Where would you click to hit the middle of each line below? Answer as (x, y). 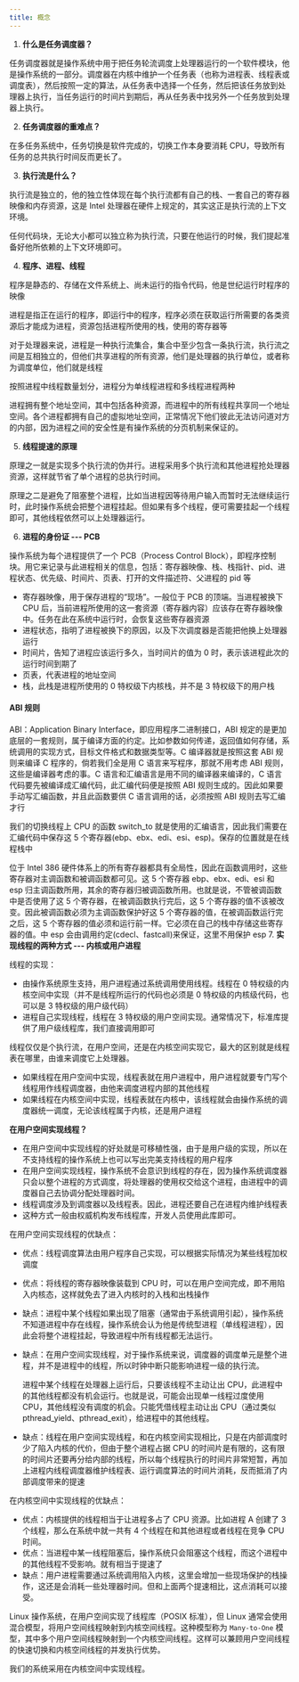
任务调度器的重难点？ (61, 127)
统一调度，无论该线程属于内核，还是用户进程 (120, 1110)
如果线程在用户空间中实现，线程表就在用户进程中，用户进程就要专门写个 (154, 1077)
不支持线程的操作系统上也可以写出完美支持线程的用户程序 (127, 1159)
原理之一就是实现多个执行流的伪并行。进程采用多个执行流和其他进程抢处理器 (149, 465)
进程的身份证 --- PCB (61, 537)
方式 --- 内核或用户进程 (98, 945)
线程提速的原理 (49, 446)
